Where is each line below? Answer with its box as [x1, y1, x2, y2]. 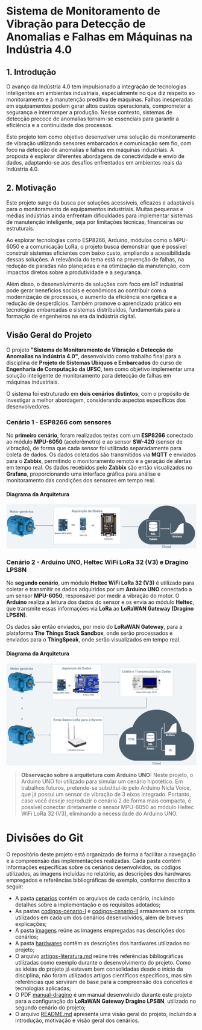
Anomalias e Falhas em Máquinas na [6, 30, 193, 44]
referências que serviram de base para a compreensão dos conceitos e [14, 979, 193, 986]
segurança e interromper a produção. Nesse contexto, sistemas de [6, 109, 173, 116]
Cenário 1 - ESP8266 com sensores [6, 418, 112, 426]
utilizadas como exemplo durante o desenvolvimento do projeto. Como [14, 959, 191, 966]
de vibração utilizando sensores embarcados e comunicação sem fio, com [6, 140, 192, 146]
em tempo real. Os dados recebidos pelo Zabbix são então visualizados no [6, 464, 193, 471]
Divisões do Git [6, 831, 84, 845]
